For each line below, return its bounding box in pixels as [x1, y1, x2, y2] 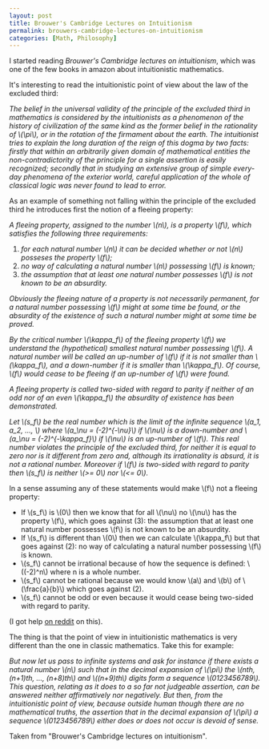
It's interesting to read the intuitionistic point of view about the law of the [9, 80, 249, 90]
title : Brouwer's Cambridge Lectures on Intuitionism [9, 19, 193, 27]
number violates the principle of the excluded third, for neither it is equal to [9, 442, 256, 453]
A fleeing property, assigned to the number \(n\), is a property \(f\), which [9, 220, 252, 230]
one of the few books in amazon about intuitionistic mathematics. [9, 65, 224, 74]
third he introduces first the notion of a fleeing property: [9, 205, 194, 215]
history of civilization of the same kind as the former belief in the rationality [9, 121, 259, 131]
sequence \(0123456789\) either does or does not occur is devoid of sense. [9, 716, 259, 726]
